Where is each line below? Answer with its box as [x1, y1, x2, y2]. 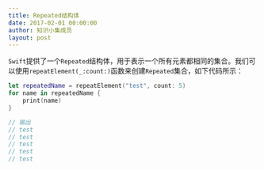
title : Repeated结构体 [8, 11, 80, 20]
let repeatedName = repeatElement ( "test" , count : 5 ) [8, 82, 186, 90]
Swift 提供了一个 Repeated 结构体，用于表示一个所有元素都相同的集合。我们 [8, 56, 250, 66]
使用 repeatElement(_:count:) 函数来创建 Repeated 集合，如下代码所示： [14, 66, 243, 76]
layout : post [8, 33, 52, 42]
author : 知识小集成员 [8, 26, 73, 34]
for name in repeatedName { [8, 89, 101, 97]
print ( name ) [22, 96, 62, 104]
